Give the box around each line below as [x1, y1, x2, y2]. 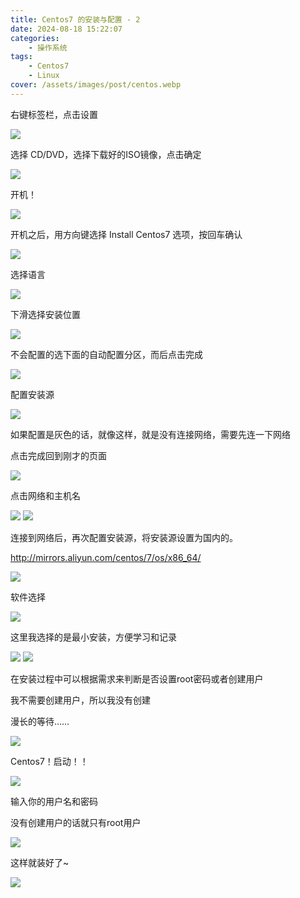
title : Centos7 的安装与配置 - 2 [10, 14, 141, 25]
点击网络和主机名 [10, 489, 81, 501]
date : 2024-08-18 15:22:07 [10, 24, 123, 34]
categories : [10, 33, 60, 43]
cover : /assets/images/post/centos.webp [10, 80, 182, 90]
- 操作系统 [28, 42, 68, 53]
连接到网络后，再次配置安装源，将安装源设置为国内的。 [10, 531, 238, 543]
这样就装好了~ [10, 856, 70, 868]
